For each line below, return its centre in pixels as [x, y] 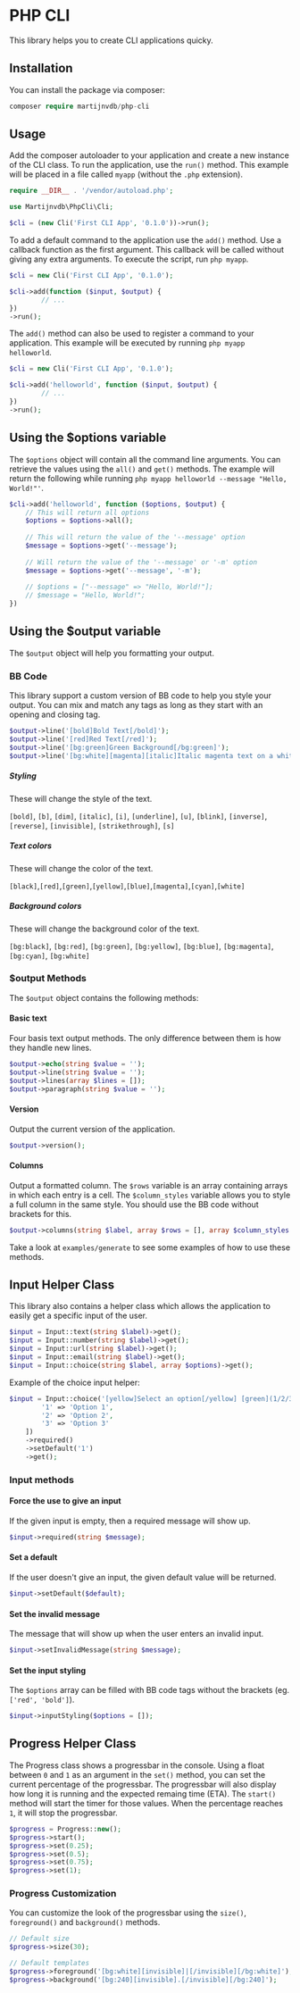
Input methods [42, 1480]
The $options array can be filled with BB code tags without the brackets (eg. [150, 1690]
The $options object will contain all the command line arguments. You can [145, 459]
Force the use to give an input [66, 1501]
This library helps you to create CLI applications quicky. [112, 40]
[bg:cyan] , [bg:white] [50, 955]
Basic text [28, 1018]
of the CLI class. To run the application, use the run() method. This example [149, 165]
